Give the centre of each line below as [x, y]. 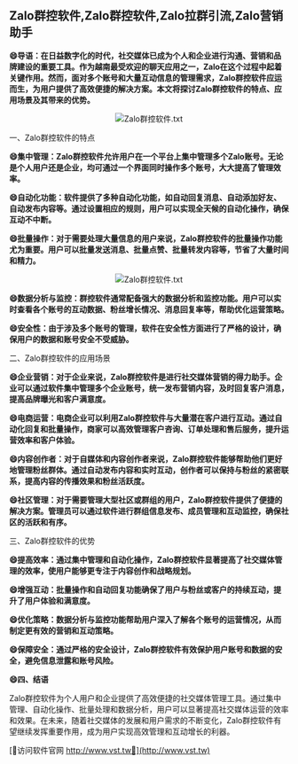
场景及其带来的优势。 [55, 99]
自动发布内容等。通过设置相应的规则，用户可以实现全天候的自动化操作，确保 [149, 208]
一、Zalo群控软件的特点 [52, 137]
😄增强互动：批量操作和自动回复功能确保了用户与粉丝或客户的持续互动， [141, 589]
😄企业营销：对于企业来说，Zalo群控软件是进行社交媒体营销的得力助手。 [142, 377]
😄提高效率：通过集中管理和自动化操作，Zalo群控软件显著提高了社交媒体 [142, 559]
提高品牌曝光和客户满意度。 [60, 399]
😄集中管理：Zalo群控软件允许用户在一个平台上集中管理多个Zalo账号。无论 [146, 156]
